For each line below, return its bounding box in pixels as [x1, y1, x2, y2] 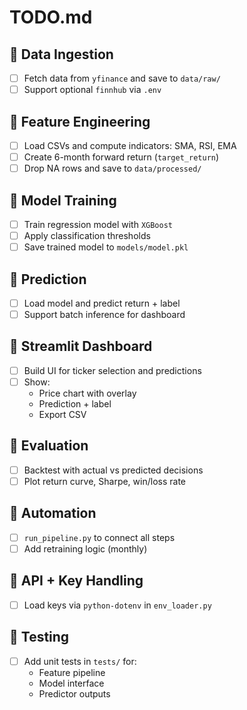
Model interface [38, 677, 105, 689]
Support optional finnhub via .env [23, 84, 162, 96]
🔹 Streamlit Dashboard [9, 338, 153, 355]
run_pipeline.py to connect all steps [23, 531, 176, 543]
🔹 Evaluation [9, 437, 89, 455]
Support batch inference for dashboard [23, 309, 186, 320]
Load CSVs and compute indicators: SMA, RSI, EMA [23, 139, 237, 151]
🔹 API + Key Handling [9, 572, 144, 590]
